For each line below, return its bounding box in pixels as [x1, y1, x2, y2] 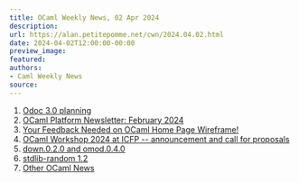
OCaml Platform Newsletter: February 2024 [22, 114, 184, 125]
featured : [9, 55, 47, 64]
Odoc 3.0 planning [22, 105, 92, 115]
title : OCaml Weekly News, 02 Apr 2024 [9, 13, 160, 23]
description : [9, 22, 59, 31]
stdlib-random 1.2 [22, 152, 89, 163]
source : [9, 80, 39, 89]
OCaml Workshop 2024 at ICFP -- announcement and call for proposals [22, 133, 290, 144]
